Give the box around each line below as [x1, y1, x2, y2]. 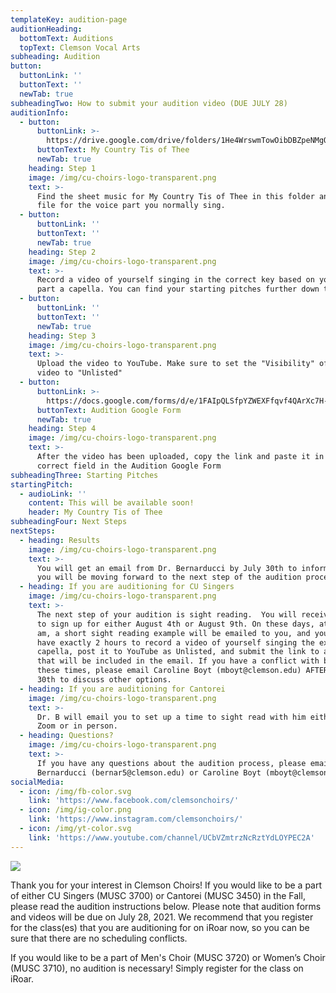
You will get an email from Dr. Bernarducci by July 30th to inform [36, 563, 329, 573]
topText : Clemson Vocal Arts [19, 42, 141, 53]
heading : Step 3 [28, 331, 97, 341]
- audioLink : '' [19, 489, 87, 499]
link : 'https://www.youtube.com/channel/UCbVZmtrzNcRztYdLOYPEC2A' [28, 832, 315, 843]
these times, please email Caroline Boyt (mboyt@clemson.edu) [36, 666, 302, 676]
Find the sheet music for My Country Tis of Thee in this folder [36, 191, 315, 201]
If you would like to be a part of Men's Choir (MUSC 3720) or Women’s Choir [10, 951, 326, 963]
